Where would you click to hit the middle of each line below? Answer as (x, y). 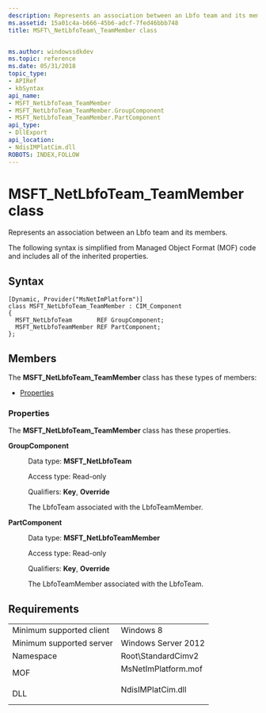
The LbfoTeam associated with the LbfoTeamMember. (116, 507)
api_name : (25, 96)
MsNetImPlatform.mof (162, 669)
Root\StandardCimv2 (160, 656)
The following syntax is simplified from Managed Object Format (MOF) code (132, 248)
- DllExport (28, 133)
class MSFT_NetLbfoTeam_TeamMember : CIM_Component (95, 307)
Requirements (44, 609)
